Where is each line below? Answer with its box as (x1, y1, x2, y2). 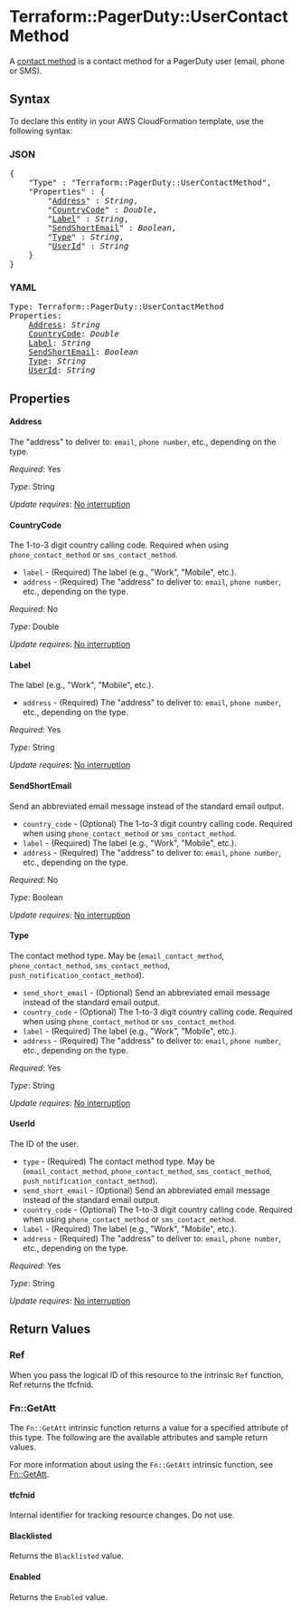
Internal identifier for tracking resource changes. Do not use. (9, 1509, 235, 1520)
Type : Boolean (9, 891, 63, 903)
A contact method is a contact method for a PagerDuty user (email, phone (9, 55, 285, 66)
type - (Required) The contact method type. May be (22, 1156, 215, 1167)
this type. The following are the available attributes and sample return (9, 1431, 268, 1442)
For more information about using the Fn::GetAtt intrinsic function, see (9, 1459, 274, 1469)
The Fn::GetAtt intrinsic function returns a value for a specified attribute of (9, 1421, 289, 1433)
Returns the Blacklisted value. (9, 1550, 125, 1561)
